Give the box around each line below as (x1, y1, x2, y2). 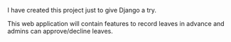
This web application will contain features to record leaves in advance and (7, 20, 225, 27)
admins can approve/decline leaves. (7, 27, 114, 35)
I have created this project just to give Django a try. (7, 6, 157, 14)
